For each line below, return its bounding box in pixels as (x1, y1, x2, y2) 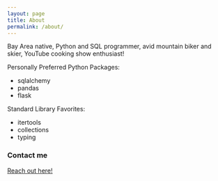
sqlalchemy (17, 77, 51, 85)
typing (17, 133, 36, 141)
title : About (7, 17, 45, 24)
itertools (17, 118, 42, 127)
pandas (17, 84, 40, 93)
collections (17, 126, 49, 134)
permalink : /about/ (7, 23, 64, 30)
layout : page (7, 10, 45, 17)
